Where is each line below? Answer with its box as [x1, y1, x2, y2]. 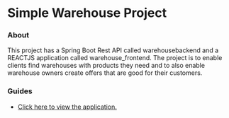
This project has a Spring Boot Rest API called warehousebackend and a [7, 46, 219, 54]
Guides [7, 86, 33, 96]
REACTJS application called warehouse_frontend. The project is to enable [7, 54, 223, 62]
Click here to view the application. [17, 102, 117, 111]
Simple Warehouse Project [7, 5, 167, 21]
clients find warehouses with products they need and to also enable [7, 61, 206, 70]
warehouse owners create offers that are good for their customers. [7, 69, 203, 77]
